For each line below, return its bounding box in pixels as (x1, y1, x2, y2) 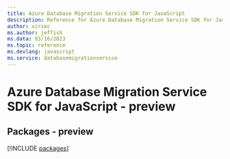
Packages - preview (7, 126, 94, 138)
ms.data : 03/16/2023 (7, 36, 66, 42)
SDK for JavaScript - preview (7, 99, 176, 114)
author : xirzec (7, 23, 51, 29)
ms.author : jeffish (7, 29, 63, 36)
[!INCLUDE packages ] (7, 144, 69, 152)
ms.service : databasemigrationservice (7, 55, 118, 62)
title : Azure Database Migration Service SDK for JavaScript (7, 10, 186, 17)
